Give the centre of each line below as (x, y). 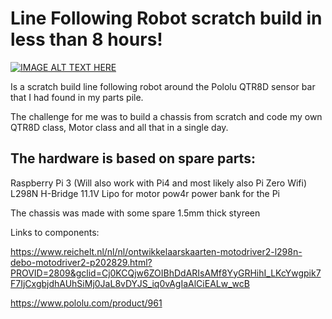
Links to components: (55, 232)
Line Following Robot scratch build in (166, 18)
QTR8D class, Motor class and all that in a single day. (119, 127)
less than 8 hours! (86, 39)
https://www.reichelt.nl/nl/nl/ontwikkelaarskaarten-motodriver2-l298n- (156, 251)
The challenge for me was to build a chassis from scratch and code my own (166, 116)
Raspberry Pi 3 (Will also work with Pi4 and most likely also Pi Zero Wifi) (159, 183)
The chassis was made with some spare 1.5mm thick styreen (135, 213)
